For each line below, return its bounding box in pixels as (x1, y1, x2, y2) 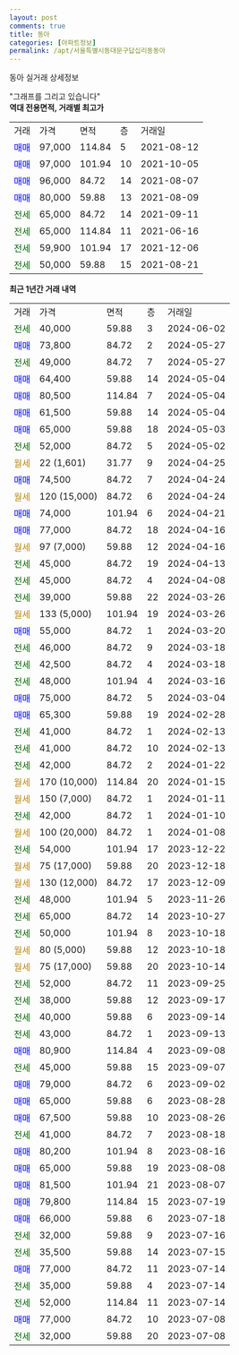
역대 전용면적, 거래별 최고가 (9, 102, 105, 113)
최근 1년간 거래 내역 (9, 284, 77, 295)
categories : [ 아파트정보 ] (9, 38, 97, 47)
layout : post (9, 13, 58, 22)
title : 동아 (9, 30, 51, 39)
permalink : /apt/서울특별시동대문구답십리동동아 (9, 47, 166, 56)
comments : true (9, 21, 66, 30)
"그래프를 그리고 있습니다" (9, 91, 101, 102)
